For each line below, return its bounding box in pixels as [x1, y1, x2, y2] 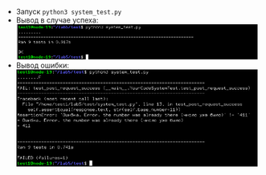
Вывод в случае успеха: [15, 15, 99, 25]
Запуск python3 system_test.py [15, 7, 122, 16]
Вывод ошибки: [15, 60, 70, 71]
